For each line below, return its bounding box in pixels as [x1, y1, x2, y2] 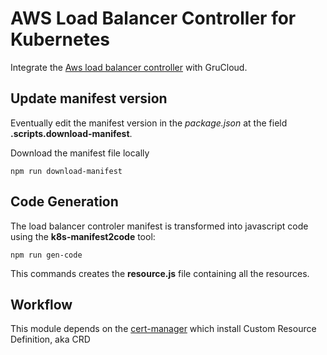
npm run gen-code [10, 250, 83, 260]
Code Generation [10, 193, 119, 211]
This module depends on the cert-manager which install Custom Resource [10, 323, 317, 335]
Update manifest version [10, 90, 168, 107]
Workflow [10, 296, 73, 313]
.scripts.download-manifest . [10, 127, 133, 139]
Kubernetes [10, 28, 111, 51]
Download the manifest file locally [10, 147, 150, 159]
